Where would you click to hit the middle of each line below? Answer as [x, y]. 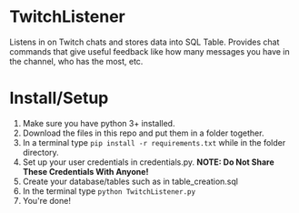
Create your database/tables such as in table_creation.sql [130, 181]
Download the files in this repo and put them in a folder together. [143, 133]
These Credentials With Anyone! [85, 171]
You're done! [46, 200]
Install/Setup [59, 98]
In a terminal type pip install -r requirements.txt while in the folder [154, 142]
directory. [40, 152]
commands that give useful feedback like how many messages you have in [150, 51]
